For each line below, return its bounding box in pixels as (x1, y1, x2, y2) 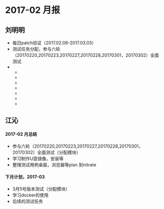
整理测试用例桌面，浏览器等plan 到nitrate (12, 161, 97, 167)
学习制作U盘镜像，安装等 (12, 156, 64, 161)
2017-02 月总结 (5, 131, 37, 137)
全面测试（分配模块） (37, 149, 81, 155)
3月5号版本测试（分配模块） (12, 186, 70, 192)
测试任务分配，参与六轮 (12, 46, 60, 52)
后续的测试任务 (12, 198, 43, 204)
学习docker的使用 (12, 192, 49, 198)
